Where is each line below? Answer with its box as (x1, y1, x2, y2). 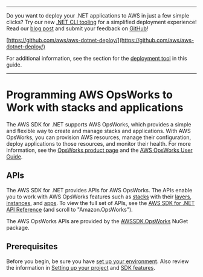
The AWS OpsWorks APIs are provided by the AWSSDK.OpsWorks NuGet (6, 217, 188, 224)
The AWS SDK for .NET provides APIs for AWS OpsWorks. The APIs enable (6, 186, 193, 194)
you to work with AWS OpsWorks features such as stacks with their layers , (6, 193, 192, 200)
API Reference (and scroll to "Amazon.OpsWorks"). (6, 206, 133, 213)
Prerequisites (6, 241, 58, 252)
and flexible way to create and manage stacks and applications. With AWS (6, 127, 192, 134)
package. (6, 224, 30, 231)
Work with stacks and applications (6, 101, 184, 115)
